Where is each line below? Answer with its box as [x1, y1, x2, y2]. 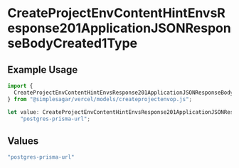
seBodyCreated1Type [7, 36, 138, 51]
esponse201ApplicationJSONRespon [7, 20, 231, 36]
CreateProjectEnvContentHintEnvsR [7, 5, 225, 21]
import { [7, 83, 33, 90]
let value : [7, 108, 40, 115]
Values [7, 135, 39, 147]
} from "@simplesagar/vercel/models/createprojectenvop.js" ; [7, 95, 193, 103]
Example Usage [7, 63, 78, 75]
